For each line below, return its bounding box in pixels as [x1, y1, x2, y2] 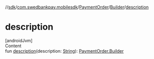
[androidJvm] [5, 37, 33, 43]
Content [5, 43, 22, 49]
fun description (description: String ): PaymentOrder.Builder [5, 48, 124, 54]
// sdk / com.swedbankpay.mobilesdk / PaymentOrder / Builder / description [5, 4, 149, 10]
